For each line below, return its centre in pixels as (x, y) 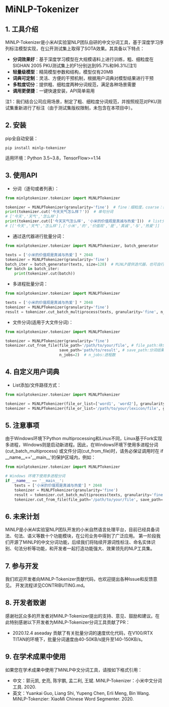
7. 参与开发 (22, 566)
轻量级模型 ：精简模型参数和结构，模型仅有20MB (63, 72)
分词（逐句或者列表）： (36, 188)
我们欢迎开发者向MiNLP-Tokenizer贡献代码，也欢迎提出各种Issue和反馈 (79, 579)
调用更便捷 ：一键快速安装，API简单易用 (54, 91)
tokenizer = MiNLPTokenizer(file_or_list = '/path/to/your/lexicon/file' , (83, 408)
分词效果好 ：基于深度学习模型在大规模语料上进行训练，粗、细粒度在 (83, 59)
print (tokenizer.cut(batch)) (45, 274)
